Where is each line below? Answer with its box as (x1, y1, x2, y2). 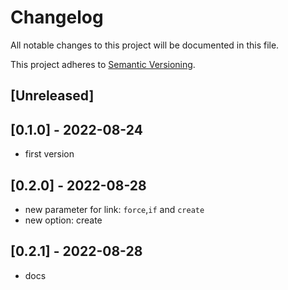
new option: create (24, 214, 103, 226)
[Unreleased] (10, 87, 95, 105)
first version (24, 148, 75, 160)
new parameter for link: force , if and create (24, 203, 205, 215)
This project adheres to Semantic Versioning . (10, 58, 196, 70)
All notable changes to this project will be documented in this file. (10, 39, 280, 51)
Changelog (10, 6, 104, 29)
